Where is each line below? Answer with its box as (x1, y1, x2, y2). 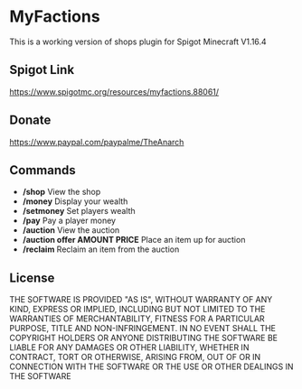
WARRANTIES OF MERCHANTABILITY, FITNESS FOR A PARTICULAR (9, 313, 265, 324)
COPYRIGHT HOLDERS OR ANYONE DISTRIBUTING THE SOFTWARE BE (9, 332, 278, 344)
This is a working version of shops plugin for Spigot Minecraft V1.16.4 (9, 36, 267, 47)
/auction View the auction (22, 225, 120, 236)
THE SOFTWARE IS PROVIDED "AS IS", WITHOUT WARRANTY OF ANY (9, 294, 273, 305)
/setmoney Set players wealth (22, 206, 136, 217)
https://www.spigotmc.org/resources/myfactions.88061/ (9, 86, 220, 97)
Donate (9, 113, 52, 128)
